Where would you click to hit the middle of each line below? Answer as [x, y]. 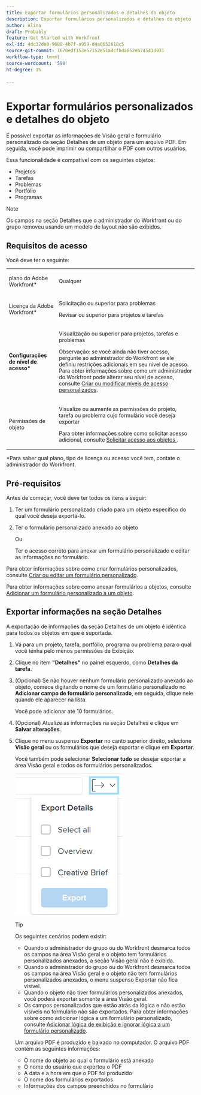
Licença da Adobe [31, 306]
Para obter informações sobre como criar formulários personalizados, [92, 568]
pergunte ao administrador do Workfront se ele [117, 358]
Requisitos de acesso [47, 246]
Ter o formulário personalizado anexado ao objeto [77, 527]
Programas [28, 197]
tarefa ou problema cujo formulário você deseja [117, 415]
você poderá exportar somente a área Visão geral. [86, 998]
